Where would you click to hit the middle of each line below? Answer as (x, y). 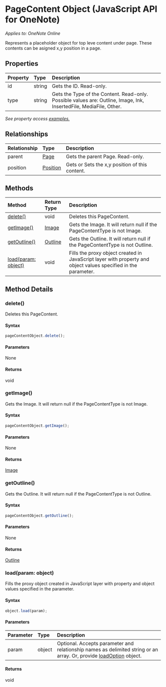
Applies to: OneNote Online (33, 33)
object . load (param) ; (26, 611)
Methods (19, 188)
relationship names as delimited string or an (107, 649)
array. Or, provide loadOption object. (99, 655)
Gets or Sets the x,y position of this (106, 164)
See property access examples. (38, 118)
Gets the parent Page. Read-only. (105, 156)
